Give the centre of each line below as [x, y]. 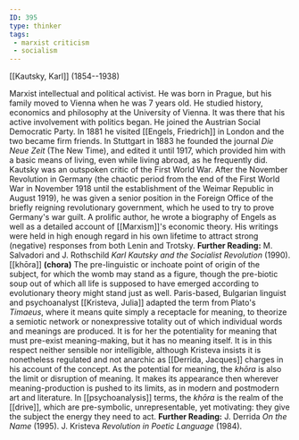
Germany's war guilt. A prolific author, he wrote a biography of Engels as [143, 217]
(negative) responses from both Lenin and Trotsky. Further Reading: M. [141, 246]
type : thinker [36, 26]
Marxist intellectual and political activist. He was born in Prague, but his [141, 94]
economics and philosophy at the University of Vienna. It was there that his [147, 113]
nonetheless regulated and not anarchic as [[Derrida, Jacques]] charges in [146, 360]
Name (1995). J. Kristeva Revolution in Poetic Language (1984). [126, 427]
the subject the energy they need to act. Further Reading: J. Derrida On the [148, 417]
